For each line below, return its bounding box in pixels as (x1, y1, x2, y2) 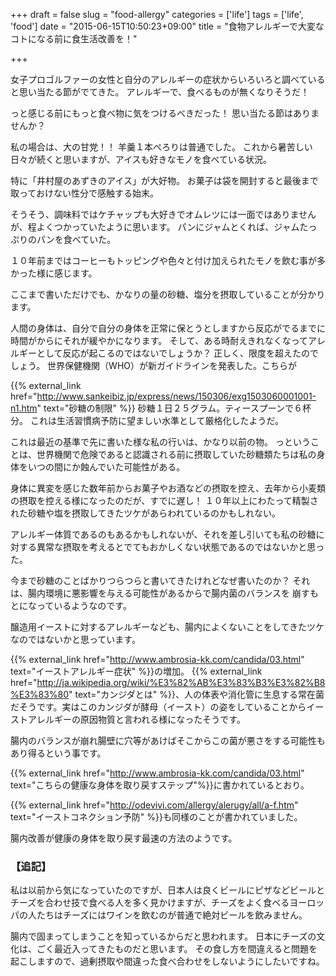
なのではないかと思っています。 (10, 634, 141, 645)
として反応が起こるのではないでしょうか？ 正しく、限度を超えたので (36, 347, 320, 359)
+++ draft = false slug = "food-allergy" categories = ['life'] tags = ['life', (10, 9, 304, 20)
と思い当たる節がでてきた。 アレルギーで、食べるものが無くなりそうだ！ (10, 86, 310, 98)
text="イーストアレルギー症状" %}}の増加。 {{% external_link (10, 665, 263, 677)
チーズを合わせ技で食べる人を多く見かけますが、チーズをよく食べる (10, 897, 290, 909)
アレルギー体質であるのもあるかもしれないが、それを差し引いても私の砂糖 (10, 529, 317, 540)
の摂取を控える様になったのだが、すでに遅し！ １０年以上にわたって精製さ (10, 495, 319, 506)
